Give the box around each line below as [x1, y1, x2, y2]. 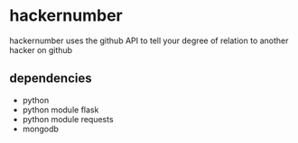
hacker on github [9, 44, 73, 55]
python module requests [22, 113, 115, 124]
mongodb [22, 123, 59, 134]
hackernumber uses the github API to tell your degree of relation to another [9, 35, 289, 46]
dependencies [9, 71, 92, 86]
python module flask [22, 104, 99, 115]
